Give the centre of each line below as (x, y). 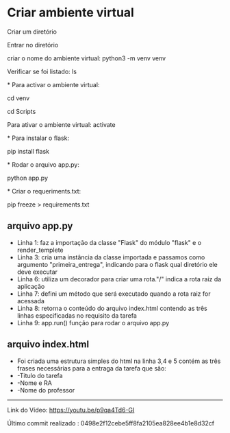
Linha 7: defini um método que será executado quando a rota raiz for (114, 294)
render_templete (40, 250)
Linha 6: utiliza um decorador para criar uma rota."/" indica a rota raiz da (119, 279)
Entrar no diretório (33, 45)
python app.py (28, 178)
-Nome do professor (46, 390)
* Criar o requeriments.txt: (44, 191)
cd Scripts (22, 111)
